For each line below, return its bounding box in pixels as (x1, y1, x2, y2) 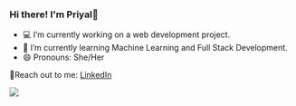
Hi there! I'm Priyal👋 (9, 8, 99, 21)
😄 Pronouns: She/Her (22, 52, 105, 63)
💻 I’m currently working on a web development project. (22, 29, 231, 40)
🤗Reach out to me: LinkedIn (9, 70, 112, 81)
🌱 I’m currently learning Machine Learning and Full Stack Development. (22, 43, 288, 53)
